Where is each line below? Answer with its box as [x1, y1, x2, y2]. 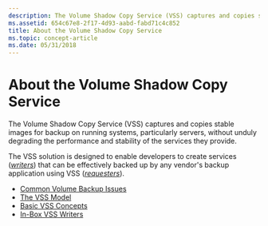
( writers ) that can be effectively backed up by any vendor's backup [8, 161, 230, 170]
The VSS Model [19, 192, 72, 202]
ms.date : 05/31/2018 [8, 42, 77, 50]
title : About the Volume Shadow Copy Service [8, 26, 162, 34]
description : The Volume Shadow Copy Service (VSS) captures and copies [8, 11, 255, 20]
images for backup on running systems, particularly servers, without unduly [8, 128, 258, 137]
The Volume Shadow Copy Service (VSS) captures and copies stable [8, 119, 235, 129]
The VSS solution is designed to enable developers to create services [8, 152, 237, 161]
